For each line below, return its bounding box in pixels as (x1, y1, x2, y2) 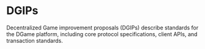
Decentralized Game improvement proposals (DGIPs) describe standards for (6, 24, 199, 31)
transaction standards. (6, 37, 63, 44)
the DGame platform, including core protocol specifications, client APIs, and (6, 30, 198, 37)
